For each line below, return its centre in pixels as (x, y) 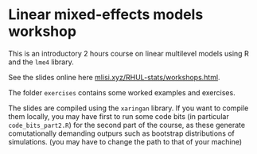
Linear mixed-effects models (106, 15)
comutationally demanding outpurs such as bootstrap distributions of (121, 133)
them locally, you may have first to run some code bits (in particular (119, 116)
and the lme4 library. (41, 62)
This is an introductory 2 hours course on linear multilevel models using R (128, 53)
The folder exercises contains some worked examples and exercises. (122, 92)
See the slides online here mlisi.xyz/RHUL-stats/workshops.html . (114, 77)
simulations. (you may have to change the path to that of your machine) (125, 141)
